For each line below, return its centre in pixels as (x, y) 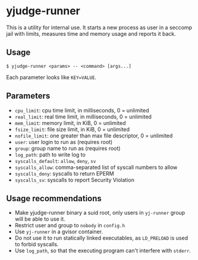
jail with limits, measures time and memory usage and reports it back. (91, 33)
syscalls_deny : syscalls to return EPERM (64, 173)
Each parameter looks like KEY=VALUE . (51, 77)
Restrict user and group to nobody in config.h (70, 225)
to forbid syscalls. (37, 245)
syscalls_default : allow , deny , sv (55, 161)
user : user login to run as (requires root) (64, 142)
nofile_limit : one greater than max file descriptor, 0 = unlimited (94, 136)
